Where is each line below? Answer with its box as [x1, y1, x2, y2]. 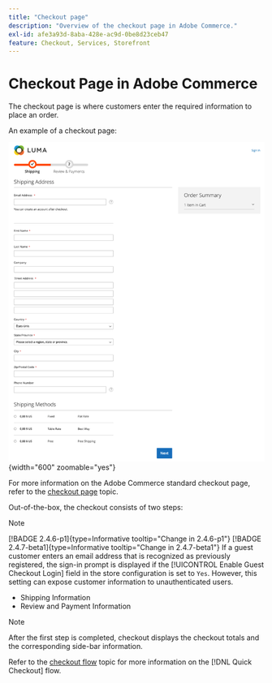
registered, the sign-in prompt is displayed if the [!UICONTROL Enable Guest [8, 560, 265, 569]
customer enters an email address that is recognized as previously [8, 552, 231, 561]
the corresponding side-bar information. [8, 642, 144, 651]
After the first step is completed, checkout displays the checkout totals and [8, 633, 260, 642]
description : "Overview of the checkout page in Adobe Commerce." [8, 21, 238, 30]
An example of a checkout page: [8, 126, 118, 135]
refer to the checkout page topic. [8, 487, 119, 496]
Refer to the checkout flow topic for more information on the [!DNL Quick [8, 657, 253, 667]
